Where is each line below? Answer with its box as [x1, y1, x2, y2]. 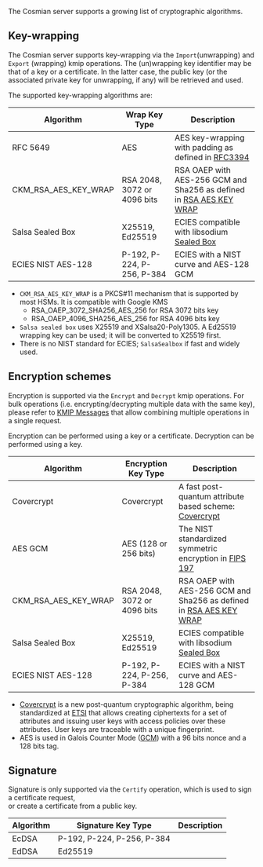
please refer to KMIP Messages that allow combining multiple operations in [8, 408, 250, 417]
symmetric [178, 543, 218, 554]
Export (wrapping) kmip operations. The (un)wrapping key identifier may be [8, 58, 252, 68]
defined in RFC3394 [175, 152, 250, 163]
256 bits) [121, 547, 157, 558]
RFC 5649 [12, 141, 51, 152]
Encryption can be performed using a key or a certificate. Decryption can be [8, 431, 254, 441]
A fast [178, 481, 200, 492]
